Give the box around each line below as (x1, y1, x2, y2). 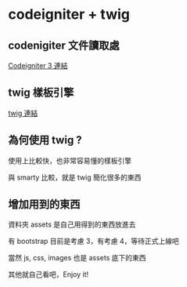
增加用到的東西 (8, 198, 81, 211)
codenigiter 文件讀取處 (8, 38, 120, 52)
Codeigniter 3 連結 (8, 61, 68, 70)
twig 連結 (8, 108, 38, 118)
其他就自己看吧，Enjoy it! (8, 270, 89, 279)
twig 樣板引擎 (8, 86, 74, 100)
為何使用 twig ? (8, 133, 82, 147)
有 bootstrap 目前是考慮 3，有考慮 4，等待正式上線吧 (8, 237, 179, 246)
